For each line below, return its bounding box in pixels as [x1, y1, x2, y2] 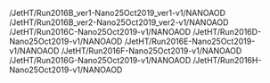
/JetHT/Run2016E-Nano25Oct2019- [124, 36, 256, 46]
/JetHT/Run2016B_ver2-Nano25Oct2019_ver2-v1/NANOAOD [9, 17, 229, 28]
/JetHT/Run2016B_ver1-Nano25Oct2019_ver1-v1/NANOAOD [9, 8, 225, 18]
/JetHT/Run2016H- [192, 55, 262, 65]
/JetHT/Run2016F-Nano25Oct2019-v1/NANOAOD [61, 46, 242, 56]
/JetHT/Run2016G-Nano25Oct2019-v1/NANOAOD [9, 55, 192, 65]
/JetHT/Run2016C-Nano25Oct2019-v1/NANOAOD [9, 27, 192, 37]
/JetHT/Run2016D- [192, 27, 262, 37]
